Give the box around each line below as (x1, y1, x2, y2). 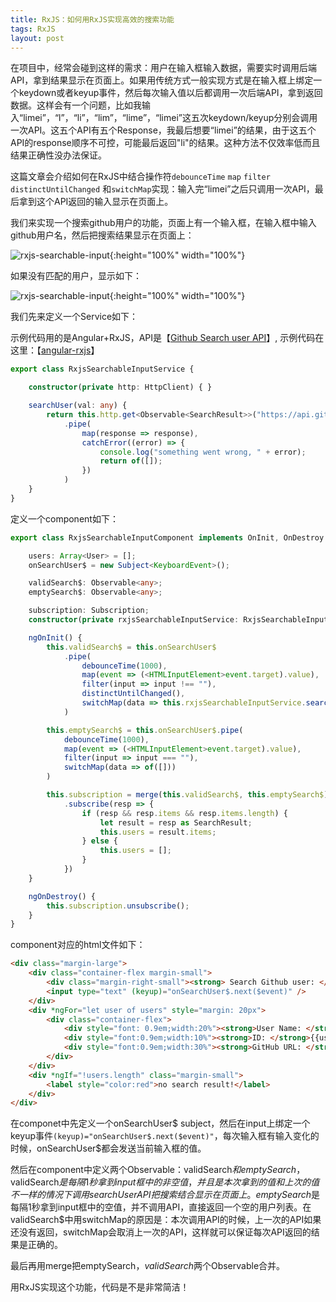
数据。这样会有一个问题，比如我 (10, 99, 142, 111)
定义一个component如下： (10, 512, 119, 525)
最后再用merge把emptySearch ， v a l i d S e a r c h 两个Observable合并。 (10, 1260, 286, 1272)
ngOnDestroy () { (28, 891, 97, 901)
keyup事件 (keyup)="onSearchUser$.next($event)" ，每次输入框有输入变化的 (10, 1130, 320, 1142)
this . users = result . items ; (99, 827, 217, 837)
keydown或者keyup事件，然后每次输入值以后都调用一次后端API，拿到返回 (18, 87, 323, 99)
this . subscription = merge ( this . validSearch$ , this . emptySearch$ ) (46, 790, 329, 800)
